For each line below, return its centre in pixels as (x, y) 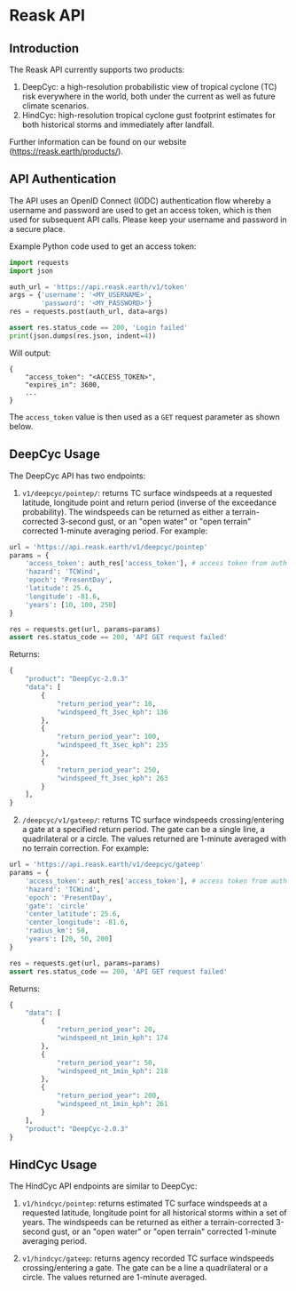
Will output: (30, 353)
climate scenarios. (55, 106)
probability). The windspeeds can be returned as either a (126, 511)
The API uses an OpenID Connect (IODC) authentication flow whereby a (140, 200)
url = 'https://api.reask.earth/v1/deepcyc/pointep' (109, 547)
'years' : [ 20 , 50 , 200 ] (69, 939)
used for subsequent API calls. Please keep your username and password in (148, 220)
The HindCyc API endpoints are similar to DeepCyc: (103, 1186)
